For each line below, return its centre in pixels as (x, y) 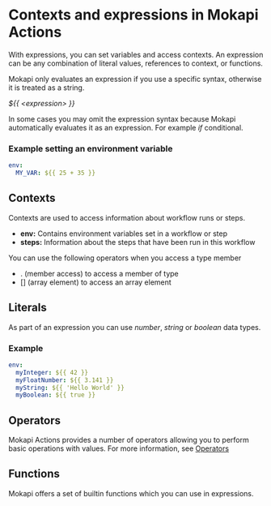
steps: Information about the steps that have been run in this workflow (138, 242)
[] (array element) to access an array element (95, 282)
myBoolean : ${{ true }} (55, 395)
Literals (28, 308)
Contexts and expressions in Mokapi (133, 15)
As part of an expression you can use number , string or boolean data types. (135, 327)
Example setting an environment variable (91, 148)
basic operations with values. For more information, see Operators (119, 448)
